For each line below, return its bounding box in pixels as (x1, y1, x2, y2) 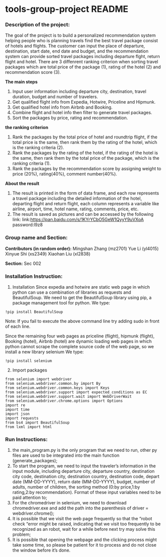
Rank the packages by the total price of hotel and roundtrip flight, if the (12, 134, 158, 140)
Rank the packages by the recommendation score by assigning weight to (12, 166, 162, 172)
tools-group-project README (5, 3, 129, 15)
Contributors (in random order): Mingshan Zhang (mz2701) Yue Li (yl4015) (5, 246, 159, 251)
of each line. (5, 323, 31, 329)
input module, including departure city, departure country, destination (12, 468, 155, 474)
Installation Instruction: (5, 273, 63, 280)
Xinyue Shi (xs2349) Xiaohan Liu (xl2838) (5, 250, 91, 256)
